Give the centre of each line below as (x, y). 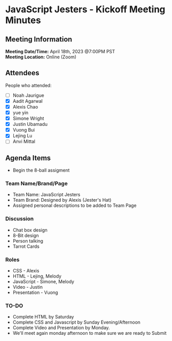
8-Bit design (26, 235)
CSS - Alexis (26, 271)
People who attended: (29, 85)
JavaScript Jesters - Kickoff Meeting (85, 9)
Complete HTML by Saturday (43, 317)
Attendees (22, 73)
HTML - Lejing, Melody (37, 276)
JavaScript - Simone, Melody (43, 282)
